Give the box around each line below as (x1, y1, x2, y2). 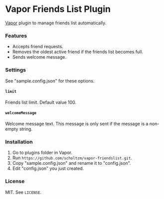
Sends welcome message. (12, 54, 67, 60)
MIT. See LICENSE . (5, 189, 42, 195)
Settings (5, 66, 26, 73)
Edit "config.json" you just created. (12, 165, 84, 172)
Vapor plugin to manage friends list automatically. (5, 20, 107, 26)
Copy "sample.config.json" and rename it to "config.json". (12, 160, 131, 166)
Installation (5, 138, 33, 145)
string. (19, 126, 33, 132)
